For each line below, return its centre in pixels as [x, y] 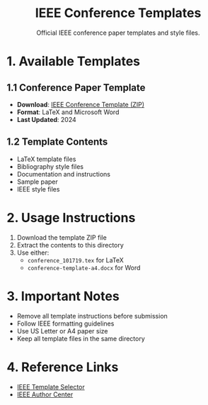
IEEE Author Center [45, 394]
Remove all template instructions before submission [92, 316]
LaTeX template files [46, 159]
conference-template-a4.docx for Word [84, 267]
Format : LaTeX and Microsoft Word [68, 112]
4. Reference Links [63, 367]
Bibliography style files [50, 166]
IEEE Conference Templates [118, 13]
